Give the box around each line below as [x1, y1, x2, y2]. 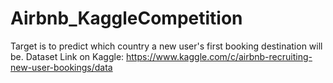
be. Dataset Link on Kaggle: [10, 50, 125, 62]
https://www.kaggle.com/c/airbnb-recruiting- [126, 50, 313, 62]
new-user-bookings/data [10, 61, 113, 73]
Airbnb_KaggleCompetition [10, 7, 243, 30]
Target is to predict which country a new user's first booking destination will [10, 40, 323, 52]
